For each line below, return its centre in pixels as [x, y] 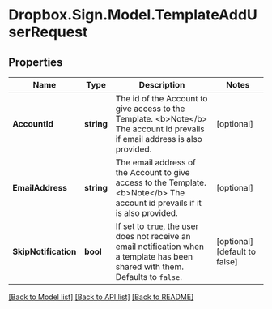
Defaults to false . [149, 277]
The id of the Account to [161, 99]
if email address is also [159, 139]
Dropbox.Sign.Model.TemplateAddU [133, 15]
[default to [236, 251]
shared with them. [150, 267]
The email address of [156, 162]
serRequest [48, 32]
